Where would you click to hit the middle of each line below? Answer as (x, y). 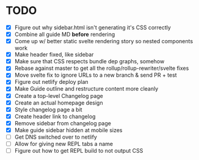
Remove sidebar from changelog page (63, 123)
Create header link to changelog (55, 116)
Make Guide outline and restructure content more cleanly (86, 89)
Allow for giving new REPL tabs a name (64, 144)
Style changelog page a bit (49, 110)
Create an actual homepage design (59, 103)
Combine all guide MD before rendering (65, 34)
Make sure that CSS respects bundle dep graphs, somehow (89, 61)
